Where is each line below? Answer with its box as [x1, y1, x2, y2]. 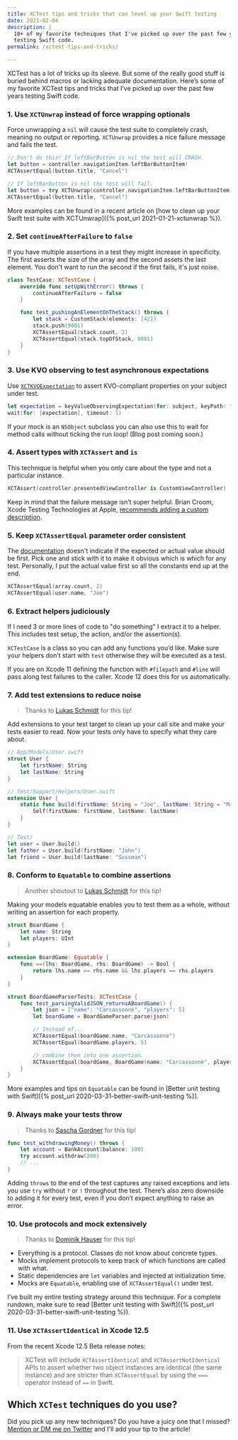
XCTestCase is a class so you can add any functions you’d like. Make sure [7, 643, 220, 653]
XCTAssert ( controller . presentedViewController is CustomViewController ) [7, 484, 227, 492]
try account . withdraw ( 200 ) [20, 1153, 100, 1160]
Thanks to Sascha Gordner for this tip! [24, 1126, 136, 1134]
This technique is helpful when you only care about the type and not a [7, 463, 212, 472]
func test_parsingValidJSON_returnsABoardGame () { [20, 999, 173, 1007]
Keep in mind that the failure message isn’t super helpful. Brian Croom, [7, 497, 214, 506]
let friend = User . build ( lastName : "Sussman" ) [7, 853, 147, 860]
